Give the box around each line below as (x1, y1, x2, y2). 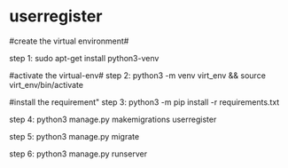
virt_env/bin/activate (9, 79, 84, 90)
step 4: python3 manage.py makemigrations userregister (9, 114, 217, 124)
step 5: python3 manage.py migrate (9, 131, 140, 141)
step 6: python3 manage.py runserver (9, 148, 148, 159)
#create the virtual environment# (9, 36, 129, 46)
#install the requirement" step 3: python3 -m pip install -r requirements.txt (9, 96, 280, 108)
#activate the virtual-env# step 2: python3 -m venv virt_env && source (9, 69, 266, 81)
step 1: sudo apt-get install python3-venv (9, 52, 160, 63)
